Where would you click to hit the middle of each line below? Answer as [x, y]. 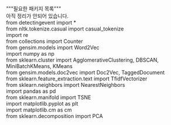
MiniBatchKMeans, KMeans [40, 66]
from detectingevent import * [41, 23]
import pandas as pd [31, 91]
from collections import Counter [45, 41]
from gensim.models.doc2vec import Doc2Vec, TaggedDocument [85, 72]
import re [17, 35]
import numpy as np [30, 54]
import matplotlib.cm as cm [39, 110]
